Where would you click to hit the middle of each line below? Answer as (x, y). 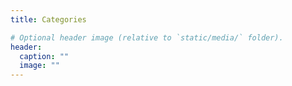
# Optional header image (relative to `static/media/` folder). (147, 37)
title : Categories (48, 19)
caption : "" (44, 56)
